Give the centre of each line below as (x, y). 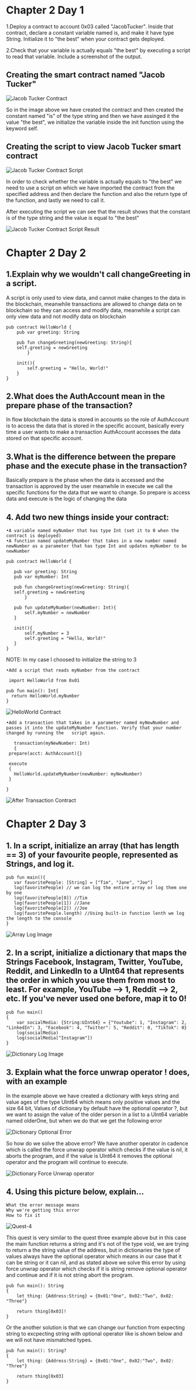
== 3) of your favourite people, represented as (92, 855)
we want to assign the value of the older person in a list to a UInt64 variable (97, 1114)
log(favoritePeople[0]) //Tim (51, 898)
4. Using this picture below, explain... (75, 1192)
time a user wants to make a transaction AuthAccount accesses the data (93, 432)
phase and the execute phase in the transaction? (97, 466)
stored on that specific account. (44, 438)
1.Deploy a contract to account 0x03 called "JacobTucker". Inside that (90, 26)
